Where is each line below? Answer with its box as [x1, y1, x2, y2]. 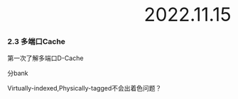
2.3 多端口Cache [7, 36, 66, 46]
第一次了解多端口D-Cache [7, 54, 84, 62]
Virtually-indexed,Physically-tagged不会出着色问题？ [7, 84, 162, 93]
